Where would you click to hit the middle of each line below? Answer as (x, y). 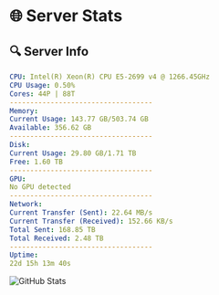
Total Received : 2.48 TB (57, 238)
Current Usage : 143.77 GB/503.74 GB (79, 120)
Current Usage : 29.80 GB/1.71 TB (73, 153)
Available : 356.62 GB (51, 128)
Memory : (24, 111)
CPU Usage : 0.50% (42, 85)
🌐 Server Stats (66, 16)
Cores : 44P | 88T (42, 94)
